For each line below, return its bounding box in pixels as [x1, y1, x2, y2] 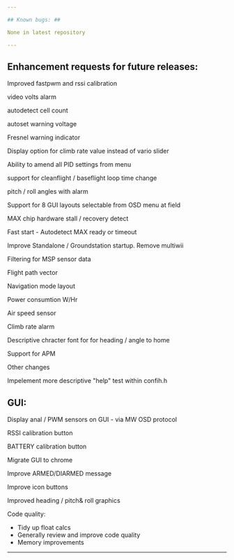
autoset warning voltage [7, 120, 77, 128]
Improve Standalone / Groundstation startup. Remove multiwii [7, 241, 184, 250]
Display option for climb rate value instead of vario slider [7, 147, 169, 156]
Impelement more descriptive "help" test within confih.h [7, 377, 168, 385]
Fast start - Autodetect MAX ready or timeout [7, 228, 137, 236]
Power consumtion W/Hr [7, 296, 78, 304]
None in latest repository [7, 29, 86, 36]
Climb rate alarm [7, 322, 55, 331]
